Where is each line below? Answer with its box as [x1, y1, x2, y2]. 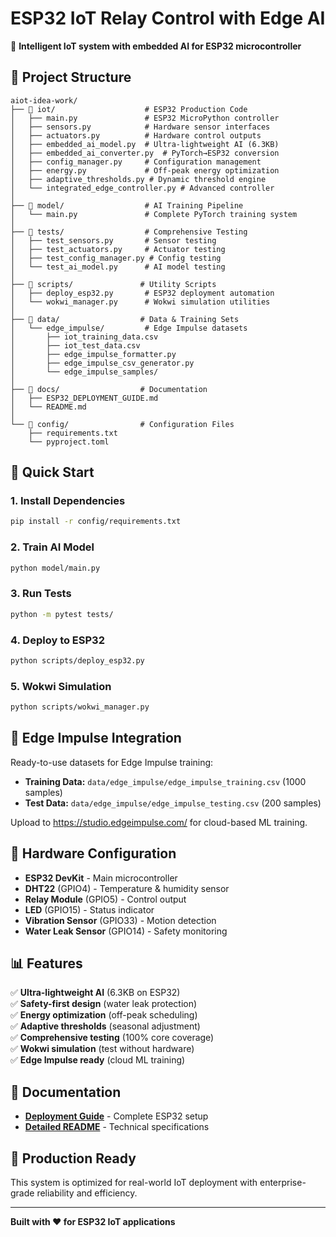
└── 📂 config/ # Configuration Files [10, 419, 235, 429]
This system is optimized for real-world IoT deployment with [10, 1177, 258, 1189]
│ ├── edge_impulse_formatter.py [10, 349, 177, 359]
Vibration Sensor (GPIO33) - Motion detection [24, 914, 217, 926]
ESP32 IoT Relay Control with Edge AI [10, 7, 326, 30]
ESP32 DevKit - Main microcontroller [24, 872, 178, 884]
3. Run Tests [10, 587, 72, 601]
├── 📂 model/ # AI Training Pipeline [10, 200, 244, 211]
